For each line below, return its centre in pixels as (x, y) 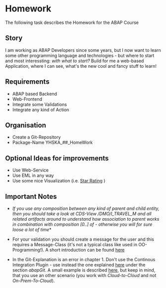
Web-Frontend (27, 99)
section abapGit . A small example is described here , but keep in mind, (84, 270)
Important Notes (31, 197)
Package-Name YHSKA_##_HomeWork (53, 143)
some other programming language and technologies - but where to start (80, 55)
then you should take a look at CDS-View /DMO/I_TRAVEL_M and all (82, 214)
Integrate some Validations (39, 104)
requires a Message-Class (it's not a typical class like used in (75, 244)
